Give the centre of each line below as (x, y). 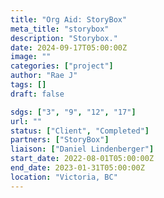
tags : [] (28, 85)
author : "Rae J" (44, 76)
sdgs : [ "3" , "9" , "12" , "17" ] (73, 112)
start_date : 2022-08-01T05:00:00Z (82, 159)
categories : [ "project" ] (62, 66)
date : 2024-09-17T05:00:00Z (69, 47)
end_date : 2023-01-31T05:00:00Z (77, 168)
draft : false (37, 94)
